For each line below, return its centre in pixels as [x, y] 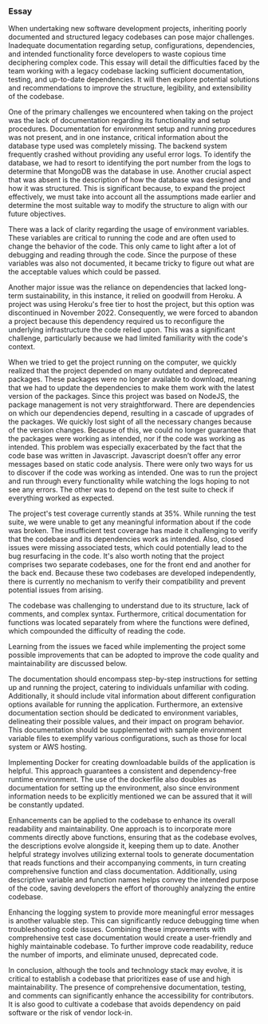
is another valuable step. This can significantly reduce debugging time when [134, 921]
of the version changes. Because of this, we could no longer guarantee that [132, 430]
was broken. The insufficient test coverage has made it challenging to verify [133, 531]
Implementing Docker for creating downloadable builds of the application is [132, 763]
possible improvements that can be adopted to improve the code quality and [134, 655]
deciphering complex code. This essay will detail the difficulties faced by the [134, 62]
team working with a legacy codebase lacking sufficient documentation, [126, 71]
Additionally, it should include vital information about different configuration [132, 696]
